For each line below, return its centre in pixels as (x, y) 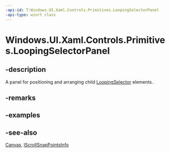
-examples (23, 115)
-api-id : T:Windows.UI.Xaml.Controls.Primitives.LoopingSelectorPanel (82, 10)
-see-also (21, 132)
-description (26, 70)
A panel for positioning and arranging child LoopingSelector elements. (79, 82)
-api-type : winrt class (31, 15)
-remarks (20, 98)
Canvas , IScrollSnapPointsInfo (37, 145)
